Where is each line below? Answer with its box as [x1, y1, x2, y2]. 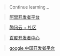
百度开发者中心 [9, 35, 40, 40]
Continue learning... [9, 4, 50, 10]
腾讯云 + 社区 [9, 24, 36, 30]
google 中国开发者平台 [9, 45, 55, 51]
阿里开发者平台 [9, 14, 40, 20]
